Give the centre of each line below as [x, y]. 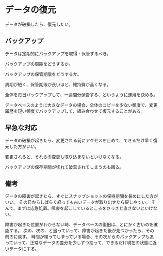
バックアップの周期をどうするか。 [39, 64]
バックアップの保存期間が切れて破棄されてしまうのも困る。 [65, 167]
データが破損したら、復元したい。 [39, 24]
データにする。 [24, 249]
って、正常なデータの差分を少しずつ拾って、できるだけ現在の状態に [85, 243]
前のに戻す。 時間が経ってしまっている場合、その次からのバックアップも [77, 237]
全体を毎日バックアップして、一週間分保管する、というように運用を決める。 [81, 94]
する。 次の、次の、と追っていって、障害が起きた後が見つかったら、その [81, 231]
